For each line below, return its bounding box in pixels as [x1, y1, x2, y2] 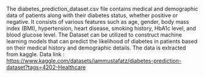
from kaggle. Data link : [6, 51, 65, 57]
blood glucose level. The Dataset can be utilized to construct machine [6, 31, 182, 38]
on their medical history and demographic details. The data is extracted [6, 44, 186, 51]
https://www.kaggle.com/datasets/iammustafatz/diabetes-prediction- [6, 57, 182, 64]
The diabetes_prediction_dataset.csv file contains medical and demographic [6, 5, 199, 12]
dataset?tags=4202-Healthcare [6, 64, 86, 71]
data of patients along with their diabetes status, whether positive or [6, 12, 178, 19]
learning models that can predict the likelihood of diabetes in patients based [6, 38, 197, 45]
